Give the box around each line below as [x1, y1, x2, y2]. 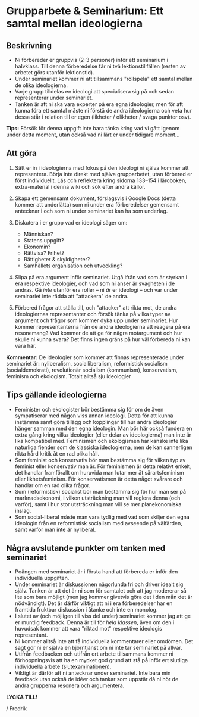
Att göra [6, 148, 37, 158]
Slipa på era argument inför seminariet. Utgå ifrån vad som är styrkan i [14, 273, 187, 280]
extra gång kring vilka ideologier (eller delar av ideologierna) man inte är [14, 431, 192, 438]
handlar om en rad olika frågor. [14, 481, 91, 489]
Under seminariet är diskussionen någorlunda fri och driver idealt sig [14, 581, 184, 588]
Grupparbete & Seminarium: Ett [6, 4, 164, 18]
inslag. [14, 507, 31, 514]
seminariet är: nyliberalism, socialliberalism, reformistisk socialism [6, 360, 168, 367]
